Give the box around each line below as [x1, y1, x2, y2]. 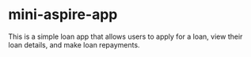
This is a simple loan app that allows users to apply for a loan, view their [8, 32, 243, 41]
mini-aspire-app [8, 6, 118, 24]
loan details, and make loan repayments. [8, 40, 140, 49]
